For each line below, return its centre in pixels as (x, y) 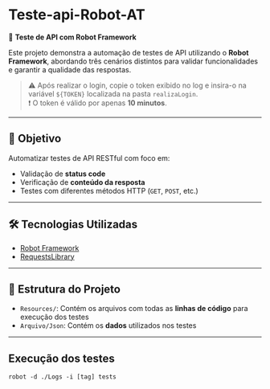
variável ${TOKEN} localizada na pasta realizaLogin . (113, 93)
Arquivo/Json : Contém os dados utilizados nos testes (108, 326)
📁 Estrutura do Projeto (64, 289)
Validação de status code (63, 174)
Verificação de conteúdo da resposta (82, 182)
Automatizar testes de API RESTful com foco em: (89, 158)
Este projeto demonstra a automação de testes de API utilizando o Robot (129, 52)
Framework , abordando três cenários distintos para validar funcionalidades (133, 61)
